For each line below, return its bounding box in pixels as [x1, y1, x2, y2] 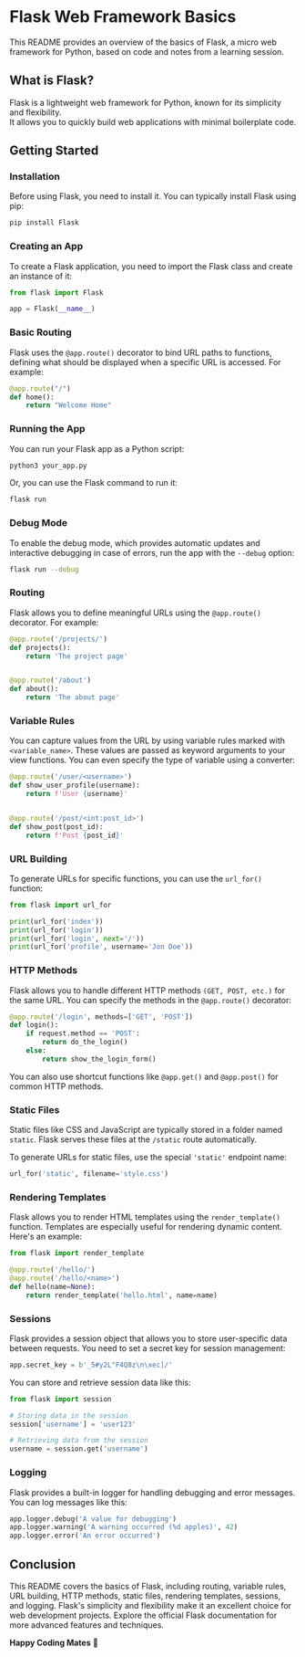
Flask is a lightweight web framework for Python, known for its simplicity [9, 97, 282, 108]
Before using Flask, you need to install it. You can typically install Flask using [9, 191, 297, 202]
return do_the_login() [42, 1038, 128, 1047]
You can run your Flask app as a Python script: [9, 443, 185, 454]
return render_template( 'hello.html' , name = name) [25, 1290, 219, 1300]
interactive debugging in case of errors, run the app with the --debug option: [9, 547, 295, 558]
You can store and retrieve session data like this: [9, 1377, 191, 1388]
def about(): [9, 685, 59, 694]
